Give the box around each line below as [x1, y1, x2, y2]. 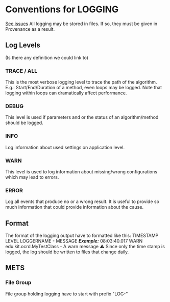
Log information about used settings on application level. [5, 144, 125, 150]
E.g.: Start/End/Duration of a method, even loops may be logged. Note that [5, 85, 162, 91]
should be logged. [5, 119, 43, 126]
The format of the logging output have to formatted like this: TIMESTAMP [5, 232, 159, 239]
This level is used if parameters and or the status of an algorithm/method [5, 114, 159, 120]
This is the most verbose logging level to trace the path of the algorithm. [5, 79, 157, 85]
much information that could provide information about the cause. [5, 204, 144, 210]
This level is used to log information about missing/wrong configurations [5, 168, 157, 175]
